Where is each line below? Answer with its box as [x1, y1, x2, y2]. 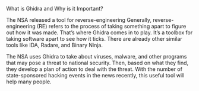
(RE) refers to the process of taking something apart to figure [36, 23, 187, 30]
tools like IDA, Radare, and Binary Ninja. [6, 41, 103, 48]
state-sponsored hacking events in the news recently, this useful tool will [6, 72, 185, 79]
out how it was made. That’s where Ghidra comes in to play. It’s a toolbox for [6, 29, 193, 36]
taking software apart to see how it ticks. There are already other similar [6, 35, 182, 42]
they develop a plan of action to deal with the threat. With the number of [6, 66, 183, 73]
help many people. [6, 78, 52, 85]
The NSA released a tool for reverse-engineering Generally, [6, 17, 151, 23]
